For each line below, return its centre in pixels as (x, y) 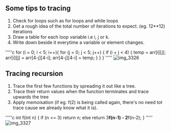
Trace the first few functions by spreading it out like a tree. (74, 86)
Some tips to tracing (38, 8)
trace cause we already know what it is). (55, 108)
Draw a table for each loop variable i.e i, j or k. (61, 37)
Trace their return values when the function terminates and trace (81, 91)
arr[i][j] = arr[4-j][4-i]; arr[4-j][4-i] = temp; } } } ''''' (59, 58)
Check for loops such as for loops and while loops (65, 20)
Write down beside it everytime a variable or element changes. (78, 42)
